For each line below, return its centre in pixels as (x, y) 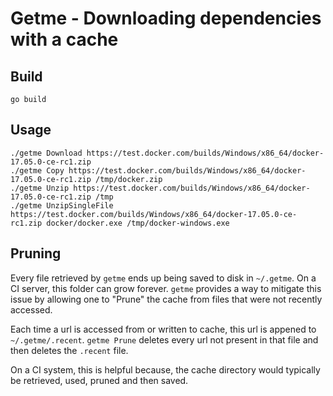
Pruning (36, 253)
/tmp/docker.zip (129, 179)
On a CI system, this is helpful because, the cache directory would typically (165, 369)
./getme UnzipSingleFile (62, 205)
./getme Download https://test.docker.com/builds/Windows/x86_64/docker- (167, 153)
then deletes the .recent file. (69, 350)
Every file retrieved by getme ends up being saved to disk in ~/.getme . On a (163, 278)
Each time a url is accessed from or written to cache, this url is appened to (163, 329)
